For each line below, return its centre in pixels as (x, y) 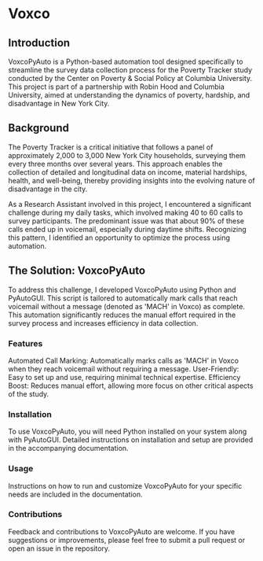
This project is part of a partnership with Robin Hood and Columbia (117, 87)
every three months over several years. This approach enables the (115, 164)
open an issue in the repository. (59, 548)
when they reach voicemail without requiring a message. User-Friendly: (124, 369)
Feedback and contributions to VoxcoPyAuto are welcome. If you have (122, 531)
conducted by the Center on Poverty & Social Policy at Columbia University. (130, 78)
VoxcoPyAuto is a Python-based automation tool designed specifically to (126, 61)
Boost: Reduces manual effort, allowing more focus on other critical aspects (131, 386)
